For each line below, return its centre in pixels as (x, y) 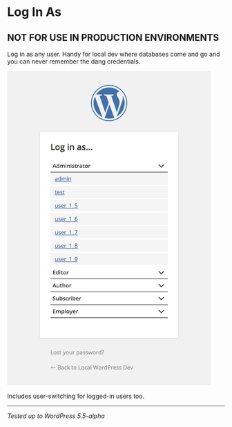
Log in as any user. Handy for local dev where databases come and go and (114, 54)
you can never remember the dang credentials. (74, 61)
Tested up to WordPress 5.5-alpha (56, 416)
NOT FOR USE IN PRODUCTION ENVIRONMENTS (113, 38)
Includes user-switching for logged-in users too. (76, 396)
